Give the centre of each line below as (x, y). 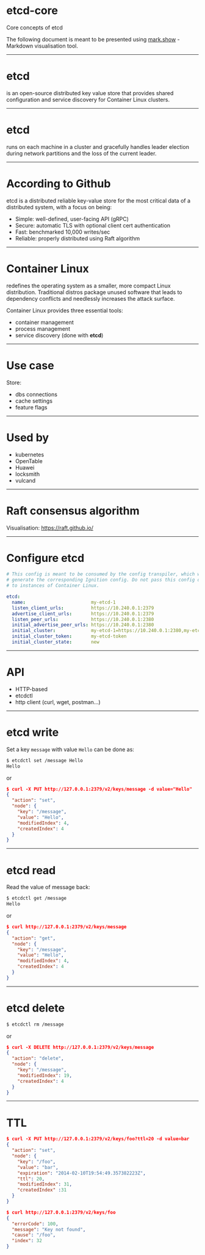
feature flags (31, 407)
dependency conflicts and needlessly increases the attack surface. (91, 298)
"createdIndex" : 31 (42, 1190)
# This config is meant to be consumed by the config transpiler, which (101, 574)
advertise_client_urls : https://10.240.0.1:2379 (83, 614)
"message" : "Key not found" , (49, 1229)
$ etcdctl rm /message (35, 1024)
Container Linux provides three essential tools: (65, 310)
